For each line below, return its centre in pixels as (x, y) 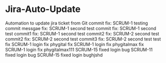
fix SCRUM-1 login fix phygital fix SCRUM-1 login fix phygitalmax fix (74, 44)
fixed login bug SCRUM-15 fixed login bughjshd (54, 55)
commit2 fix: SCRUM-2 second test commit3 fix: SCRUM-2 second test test (83, 39)
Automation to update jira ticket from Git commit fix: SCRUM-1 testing (77, 23)
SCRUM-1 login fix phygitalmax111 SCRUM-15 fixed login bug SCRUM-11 (79, 49)
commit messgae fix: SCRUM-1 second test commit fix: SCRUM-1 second (81, 28)
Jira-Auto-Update (43, 9)
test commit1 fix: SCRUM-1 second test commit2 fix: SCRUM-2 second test (82, 33)
